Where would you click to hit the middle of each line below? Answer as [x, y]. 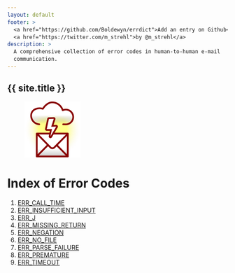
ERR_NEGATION [41, 232]
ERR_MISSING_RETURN [51, 225]
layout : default [31, 15]
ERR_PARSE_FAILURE [48, 247]
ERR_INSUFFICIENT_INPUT [56, 210]
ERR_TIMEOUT [38, 262]
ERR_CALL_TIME [41, 202]
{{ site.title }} [37, 89]
